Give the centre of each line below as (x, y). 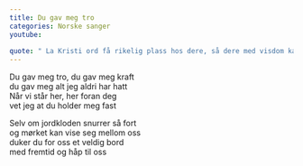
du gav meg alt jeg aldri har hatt (69, 87)
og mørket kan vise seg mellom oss (75, 133)
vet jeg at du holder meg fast (63, 106)
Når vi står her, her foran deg (63, 97)
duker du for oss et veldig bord (67, 143)
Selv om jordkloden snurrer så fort (73, 124)
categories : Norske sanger (60, 26)
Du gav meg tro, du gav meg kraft (72, 77)
